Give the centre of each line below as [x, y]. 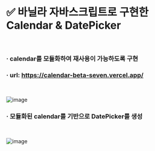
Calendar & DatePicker [64, 25]
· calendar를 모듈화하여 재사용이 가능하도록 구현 [72, 59]
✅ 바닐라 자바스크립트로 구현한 [77, 12]
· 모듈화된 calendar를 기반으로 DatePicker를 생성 [74, 116]
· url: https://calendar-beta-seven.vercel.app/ [75, 75]
